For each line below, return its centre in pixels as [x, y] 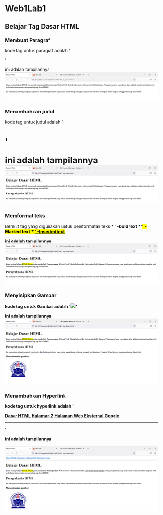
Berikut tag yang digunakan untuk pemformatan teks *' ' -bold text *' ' [74, 226]
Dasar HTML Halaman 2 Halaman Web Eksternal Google [62, 416]
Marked [13, 231]
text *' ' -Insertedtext [43, 231]
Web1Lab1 [25, 8]
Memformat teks [25, 216]
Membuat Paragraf [28, 40]
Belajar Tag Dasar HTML [42, 26]
